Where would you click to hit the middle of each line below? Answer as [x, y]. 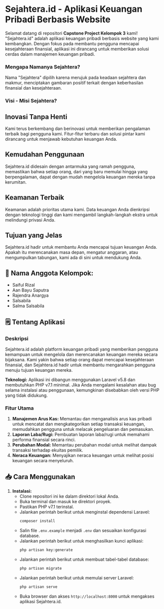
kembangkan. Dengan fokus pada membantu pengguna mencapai [72, 43]
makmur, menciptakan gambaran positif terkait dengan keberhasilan [74, 83]
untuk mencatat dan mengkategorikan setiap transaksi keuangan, [79, 424]
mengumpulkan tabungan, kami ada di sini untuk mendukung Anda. [73, 257]
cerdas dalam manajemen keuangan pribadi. [50, 54]
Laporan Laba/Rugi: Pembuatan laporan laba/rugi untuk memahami [81, 435]
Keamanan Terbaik [35, 198]
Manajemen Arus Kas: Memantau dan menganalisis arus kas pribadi [82, 419]
